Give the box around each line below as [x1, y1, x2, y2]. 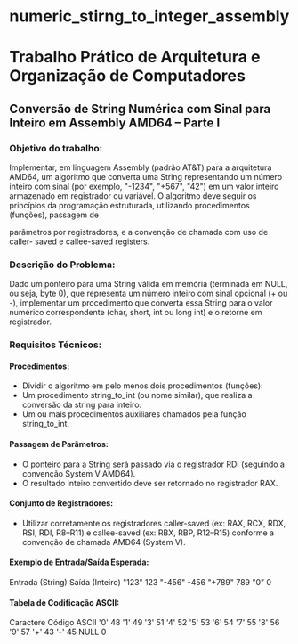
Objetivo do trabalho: [9, 142, 103, 154]
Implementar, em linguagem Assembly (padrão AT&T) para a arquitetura [9, 162, 272, 173]
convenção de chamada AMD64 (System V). [21, 536, 186, 547]
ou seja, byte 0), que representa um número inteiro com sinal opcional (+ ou [9, 288, 288, 299]
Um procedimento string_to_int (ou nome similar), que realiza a [21, 390, 253, 401]
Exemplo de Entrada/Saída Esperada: [9, 557, 149, 567]
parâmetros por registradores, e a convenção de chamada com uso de [9, 227, 269, 238]
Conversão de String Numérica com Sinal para [9, 101, 271, 117]
